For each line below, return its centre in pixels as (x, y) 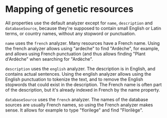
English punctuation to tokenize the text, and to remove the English (74, 79)
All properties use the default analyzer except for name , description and (79, 23)
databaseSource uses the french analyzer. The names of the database (77, 99)
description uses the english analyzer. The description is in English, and (80, 69)
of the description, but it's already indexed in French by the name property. (83, 90)
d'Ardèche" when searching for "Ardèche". (49, 59)
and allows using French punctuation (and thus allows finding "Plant (75, 54)
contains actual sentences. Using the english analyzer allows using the (78, 74)
